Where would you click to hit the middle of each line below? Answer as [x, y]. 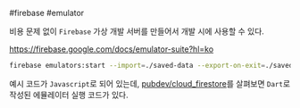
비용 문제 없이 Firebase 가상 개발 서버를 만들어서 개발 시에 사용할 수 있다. [137, 31]
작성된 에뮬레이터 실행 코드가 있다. [69, 95]
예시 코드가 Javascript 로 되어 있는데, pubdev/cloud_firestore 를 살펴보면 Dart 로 [150, 83]
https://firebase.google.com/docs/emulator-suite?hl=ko [112, 49]
